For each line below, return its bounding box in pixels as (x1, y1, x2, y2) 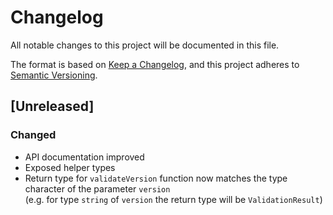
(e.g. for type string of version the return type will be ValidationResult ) (24, 193, 323, 205)
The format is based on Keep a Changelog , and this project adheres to (10, 58, 300, 70)
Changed (10, 128, 57, 142)
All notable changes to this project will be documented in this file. (10, 39, 280, 51)
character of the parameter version (24, 182, 171, 195)
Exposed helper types (24, 161, 116, 173)
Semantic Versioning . (10, 69, 98, 81)
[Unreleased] (10, 98, 95, 115)
